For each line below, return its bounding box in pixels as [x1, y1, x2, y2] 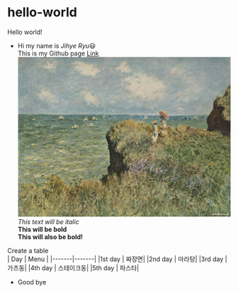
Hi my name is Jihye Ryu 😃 [17, 41, 96, 50]
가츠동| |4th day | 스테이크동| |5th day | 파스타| [7, 264, 140, 272]
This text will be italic [17, 218, 79, 226]
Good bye [17, 278, 47, 287]
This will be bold [17, 225, 67, 234]
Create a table [7, 246, 49, 255]
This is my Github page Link [17, 49, 99, 57]
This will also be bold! [17, 233, 84, 241]
